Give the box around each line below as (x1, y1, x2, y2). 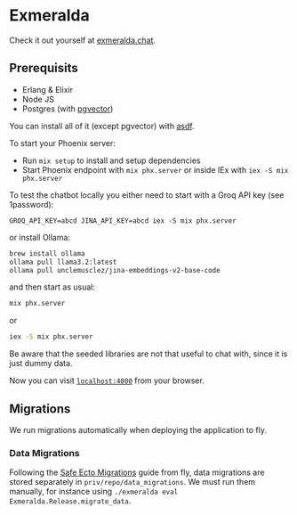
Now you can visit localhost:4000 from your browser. (9, 375, 205, 386)
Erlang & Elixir (21, 84, 74, 94)
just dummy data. (9, 358, 73, 369)
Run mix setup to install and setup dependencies (21, 155, 201, 166)
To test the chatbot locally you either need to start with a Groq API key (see (9, 189, 285, 200)
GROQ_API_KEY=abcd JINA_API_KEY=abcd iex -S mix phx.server (9, 216, 237, 225)
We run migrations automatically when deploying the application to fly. (9, 424, 267, 435)
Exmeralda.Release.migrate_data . (9, 495, 132, 506)
